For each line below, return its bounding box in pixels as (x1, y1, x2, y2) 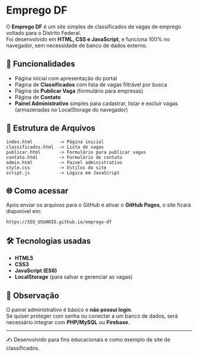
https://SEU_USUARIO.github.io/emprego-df (6, 219, 112, 225)
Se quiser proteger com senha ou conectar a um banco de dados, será (6, 312, 178, 319)
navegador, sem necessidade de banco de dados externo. (6, 42, 147, 49)
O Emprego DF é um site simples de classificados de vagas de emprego (6, 23, 181, 30)
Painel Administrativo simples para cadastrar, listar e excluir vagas (14, 100, 178, 107)
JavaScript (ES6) (14, 267, 57, 275)
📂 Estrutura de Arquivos (6, 123, 96, 133)
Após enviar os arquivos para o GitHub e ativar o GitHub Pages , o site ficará (6, 201, 192, 208)
